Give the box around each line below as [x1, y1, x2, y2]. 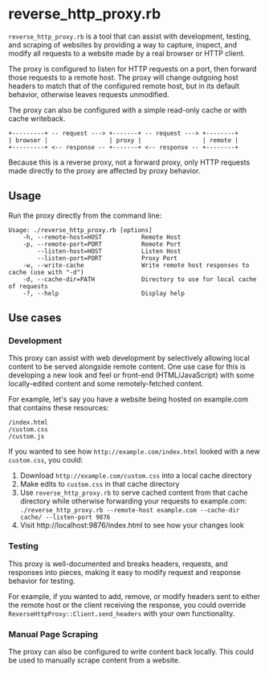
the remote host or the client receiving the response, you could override [8, 600, 247, 610]
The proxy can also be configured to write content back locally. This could [8, 647, 255, 657]
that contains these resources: [8, 403, 109, 413]
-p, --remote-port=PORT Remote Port [22, 240, 181, 248]
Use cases [8, 311, 62, 325]
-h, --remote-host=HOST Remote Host [22, 233, 181, 241]
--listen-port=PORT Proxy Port [37, 254, 178, 262]
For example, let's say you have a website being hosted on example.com [8, 394, 249, 404]
